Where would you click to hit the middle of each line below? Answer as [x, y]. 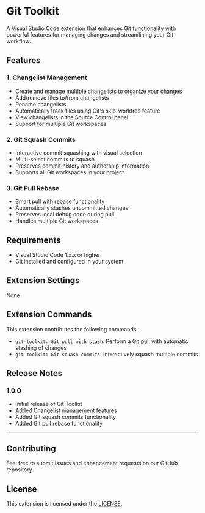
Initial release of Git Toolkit [49, 404]
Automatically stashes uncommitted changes [72, 208]
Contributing [31, 448]
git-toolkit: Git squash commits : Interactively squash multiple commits [106, 354]
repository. [20, 470]
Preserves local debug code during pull [65, 215]
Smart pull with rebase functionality [60, 201]
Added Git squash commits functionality [66, 417]
